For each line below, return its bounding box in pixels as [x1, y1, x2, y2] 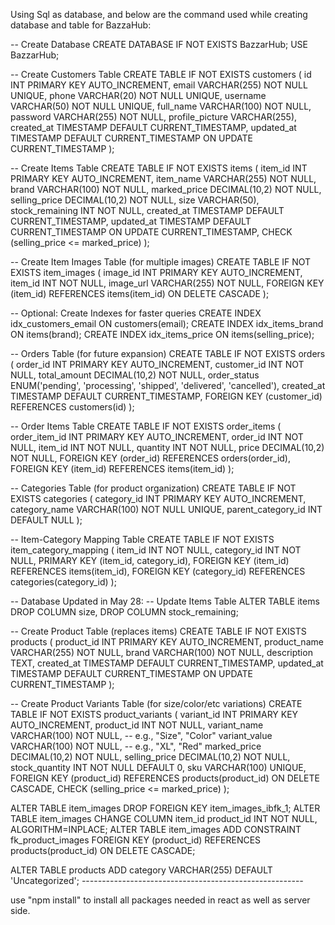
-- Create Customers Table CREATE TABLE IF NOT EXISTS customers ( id [10, 69, 312, 80]
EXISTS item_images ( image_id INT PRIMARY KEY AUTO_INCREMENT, [10, 267, 303, 278]
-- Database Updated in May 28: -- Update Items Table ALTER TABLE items [10, 595, 320, 607]
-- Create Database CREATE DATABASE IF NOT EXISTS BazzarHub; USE [10, 39, 309, 50]
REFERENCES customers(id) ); [10, 401, 135, 413]
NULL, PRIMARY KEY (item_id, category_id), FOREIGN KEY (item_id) [10, 555, 290, 566]
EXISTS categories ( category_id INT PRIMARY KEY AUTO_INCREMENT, [10, 493, 307, 504]
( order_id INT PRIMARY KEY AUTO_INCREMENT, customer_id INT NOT [10, 359, 305, 370]
